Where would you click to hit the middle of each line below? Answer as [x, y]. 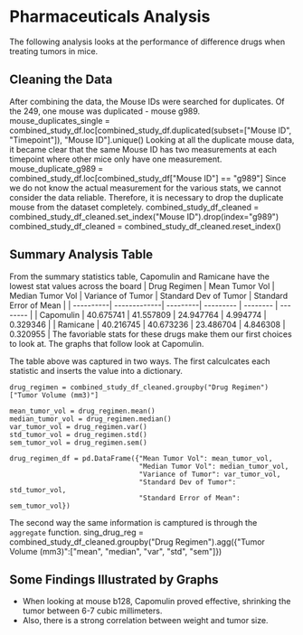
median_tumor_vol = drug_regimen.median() [90, 419]
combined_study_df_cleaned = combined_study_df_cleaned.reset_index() [146, 226]
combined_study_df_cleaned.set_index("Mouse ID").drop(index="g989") [144, 216]
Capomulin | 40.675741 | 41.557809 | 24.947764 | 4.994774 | [153, 314]
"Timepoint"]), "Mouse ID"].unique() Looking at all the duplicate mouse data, [152, 140]
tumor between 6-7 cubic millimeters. [92, 611]
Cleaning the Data [61, 80]
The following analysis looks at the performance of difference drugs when [147, 42]
